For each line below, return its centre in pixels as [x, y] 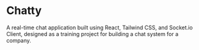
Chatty [24, 11]
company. [19, 40]
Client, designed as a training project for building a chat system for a [92, 34]
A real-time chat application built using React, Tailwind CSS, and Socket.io [100, 27]
